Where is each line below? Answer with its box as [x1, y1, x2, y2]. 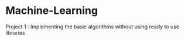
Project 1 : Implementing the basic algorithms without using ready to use [5, 23, 180, 30]
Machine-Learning [5, 4, 98, 17]
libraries [5, 29, 25, 36]
